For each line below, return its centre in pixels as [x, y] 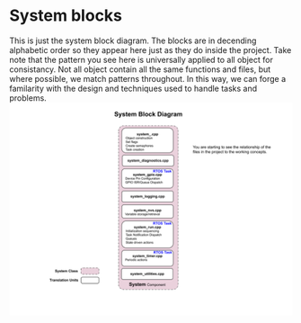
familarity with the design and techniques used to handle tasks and [133, 88]
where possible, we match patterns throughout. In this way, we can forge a [147, 78]
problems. [28, 98]
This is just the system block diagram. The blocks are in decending [133, 40]
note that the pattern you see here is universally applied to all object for [142, 59]
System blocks [66, 16]
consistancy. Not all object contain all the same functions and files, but [140, 69]
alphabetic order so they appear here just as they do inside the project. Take [150, 49]
